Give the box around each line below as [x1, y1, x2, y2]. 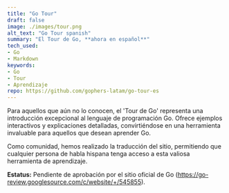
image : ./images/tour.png [7, 23, 82, 30]
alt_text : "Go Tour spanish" [7, 29, 91, 37]
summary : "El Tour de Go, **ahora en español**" [7, 36, 150, 43]
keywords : [7, 62, 36, 69]
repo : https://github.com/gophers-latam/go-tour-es [7, 87, 159, 94]
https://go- [177, 171, 209, 179]
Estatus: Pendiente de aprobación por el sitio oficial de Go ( [7, 171, 178, 179]
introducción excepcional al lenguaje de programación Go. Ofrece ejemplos [7, 114, 223, 122]
